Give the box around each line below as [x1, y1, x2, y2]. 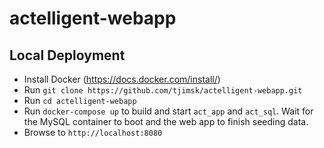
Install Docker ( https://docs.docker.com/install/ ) [23, 73, 221, 85]
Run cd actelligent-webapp [23, 95, 137, 106]
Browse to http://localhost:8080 [23, 127, 163, 138]
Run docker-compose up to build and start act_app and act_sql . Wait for [23, 105, 314, 117]
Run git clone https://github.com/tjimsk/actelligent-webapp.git [23, 84, 303, 96]
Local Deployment [9, 47, 126, 64]
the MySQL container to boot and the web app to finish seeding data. [23, 116, 309, 127]
